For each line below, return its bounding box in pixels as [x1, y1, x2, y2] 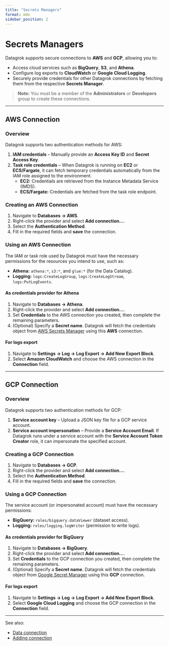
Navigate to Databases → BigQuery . [12, 545, 89, 551]
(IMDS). [20, 183, 36, 189]
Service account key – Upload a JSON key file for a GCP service [12, 417, 147, 423]
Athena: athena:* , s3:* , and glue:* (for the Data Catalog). [12, 267, 133, 274]
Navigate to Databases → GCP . [12, 462, 78, 468]
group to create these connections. [17, 96, 91, 102]
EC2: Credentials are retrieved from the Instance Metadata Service [20, 178, 158, 184]
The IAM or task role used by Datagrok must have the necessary [5, 252, 139, 259]
